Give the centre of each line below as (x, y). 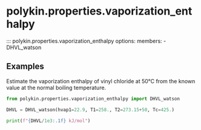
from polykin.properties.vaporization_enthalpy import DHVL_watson (93, 98)
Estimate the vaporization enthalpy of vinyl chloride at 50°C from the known (101, 81)
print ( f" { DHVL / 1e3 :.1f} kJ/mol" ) (48, 121)
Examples (25, 67)
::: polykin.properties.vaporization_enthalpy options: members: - (86, 41)
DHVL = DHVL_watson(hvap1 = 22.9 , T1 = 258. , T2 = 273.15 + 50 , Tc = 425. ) (90, 110)
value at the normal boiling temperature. (56, 87)
